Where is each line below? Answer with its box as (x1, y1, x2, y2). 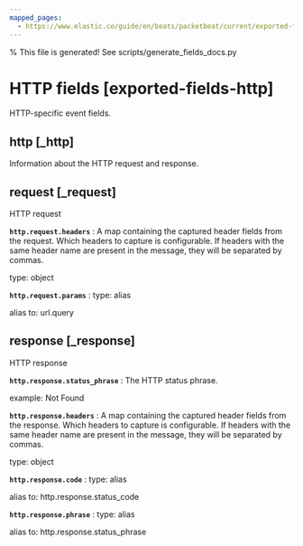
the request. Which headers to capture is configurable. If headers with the (9, 236, 285, 247)
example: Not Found (9, 392, 85, 403)
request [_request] (9, 184, 117, 200)
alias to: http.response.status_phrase (9, 526, 147, 537)
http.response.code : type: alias (9, 474, 128, 485)
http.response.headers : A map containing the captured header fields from (9, 409, 287, 420)
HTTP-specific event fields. (9, 108, 111, 118)
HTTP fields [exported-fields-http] (9, 78, 274, 99)
